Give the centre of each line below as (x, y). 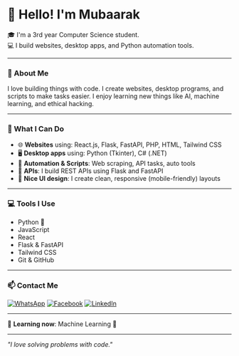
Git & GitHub (36, 260)
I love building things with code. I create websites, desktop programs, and (116, 89)
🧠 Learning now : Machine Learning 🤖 (62, 324)
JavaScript (33, 229)
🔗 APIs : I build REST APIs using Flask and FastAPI (90, 171)
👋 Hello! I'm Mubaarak (74, 15)
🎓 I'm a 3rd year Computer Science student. (74, 34)
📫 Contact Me (33, 286)
